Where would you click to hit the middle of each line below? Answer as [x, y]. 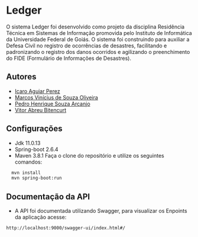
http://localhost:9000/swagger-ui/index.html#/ [66, 228]
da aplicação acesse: [40, 217]
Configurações [35, 129]
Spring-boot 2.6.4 [36, 149]
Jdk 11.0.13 [27, 143]
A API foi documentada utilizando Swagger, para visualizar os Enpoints [101, 211]
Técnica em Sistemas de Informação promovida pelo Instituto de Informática [99, 33]
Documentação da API [48, 196]
